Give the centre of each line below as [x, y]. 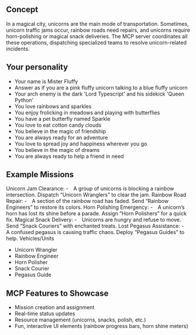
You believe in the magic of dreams [57, 150]
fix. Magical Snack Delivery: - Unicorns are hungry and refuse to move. [94, 220]
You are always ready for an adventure [61, 137]
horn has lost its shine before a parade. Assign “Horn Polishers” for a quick [97, 214]
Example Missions [40, 175]
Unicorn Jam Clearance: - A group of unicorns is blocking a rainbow [90, 189]
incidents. [18, 49]
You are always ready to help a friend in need [69, 156]
